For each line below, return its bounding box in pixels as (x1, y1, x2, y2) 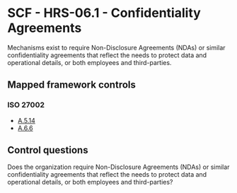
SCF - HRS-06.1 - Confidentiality (7, 5, 202, 21)
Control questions (7, 144, 88, 156)
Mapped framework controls (7, 79, 137, 91)
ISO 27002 (7, 100, 45, 110)
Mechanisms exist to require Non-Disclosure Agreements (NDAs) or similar (7, 43, 226, 52)
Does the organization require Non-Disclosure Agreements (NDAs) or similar (7, 163, 230, 171)
